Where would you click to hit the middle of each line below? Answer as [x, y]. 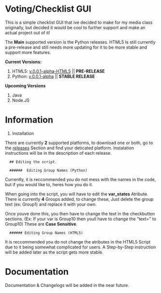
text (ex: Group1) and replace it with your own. [51, 204]
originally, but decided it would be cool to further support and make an [75, 27]
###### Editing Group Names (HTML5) [46, 233]
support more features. [28, 52]
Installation [23, 133]
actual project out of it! [28, 33]
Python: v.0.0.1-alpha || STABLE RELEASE [53, 76]
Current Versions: [23, 62]
